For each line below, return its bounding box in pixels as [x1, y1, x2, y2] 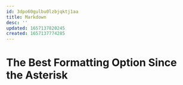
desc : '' [6, 19, 28, 25]
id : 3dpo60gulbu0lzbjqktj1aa [6, 8, 79, 15]
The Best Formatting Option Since [6, 56, 177, 70]
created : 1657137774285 [6, 31, 66, 37]
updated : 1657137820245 [6, 25, 66, 31]
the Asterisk [6, 68, 69, 82]
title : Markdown [6, 14, 46, 20]
